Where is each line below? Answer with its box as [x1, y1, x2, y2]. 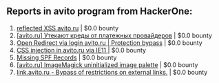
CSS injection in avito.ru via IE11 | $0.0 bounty [16, 46, 146, 54]
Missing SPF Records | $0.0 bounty [16, 53, 117, 62]
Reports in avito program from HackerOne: [6, 6, 193, 17]
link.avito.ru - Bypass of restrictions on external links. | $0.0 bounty [16, 68, 208, 76]
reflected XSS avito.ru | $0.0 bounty [16, 24, 119, 32]
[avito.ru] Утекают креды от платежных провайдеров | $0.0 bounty [16, 31, 213, 39]
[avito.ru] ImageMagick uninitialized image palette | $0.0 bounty [16, 60, 198, 68]
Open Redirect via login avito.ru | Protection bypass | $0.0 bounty [16, 38, 202, 47]
